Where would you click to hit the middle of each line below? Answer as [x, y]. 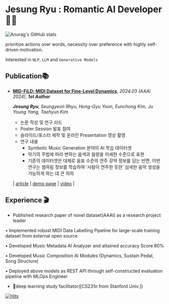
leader [19, 220]
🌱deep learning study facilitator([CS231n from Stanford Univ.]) [78, 286]
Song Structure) [22, 261]
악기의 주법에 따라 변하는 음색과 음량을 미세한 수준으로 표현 [86, 154]
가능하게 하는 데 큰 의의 [51, 173]
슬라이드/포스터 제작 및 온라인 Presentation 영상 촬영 [73, 135]
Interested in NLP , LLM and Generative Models [52, 59]
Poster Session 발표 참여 [45, 129]
